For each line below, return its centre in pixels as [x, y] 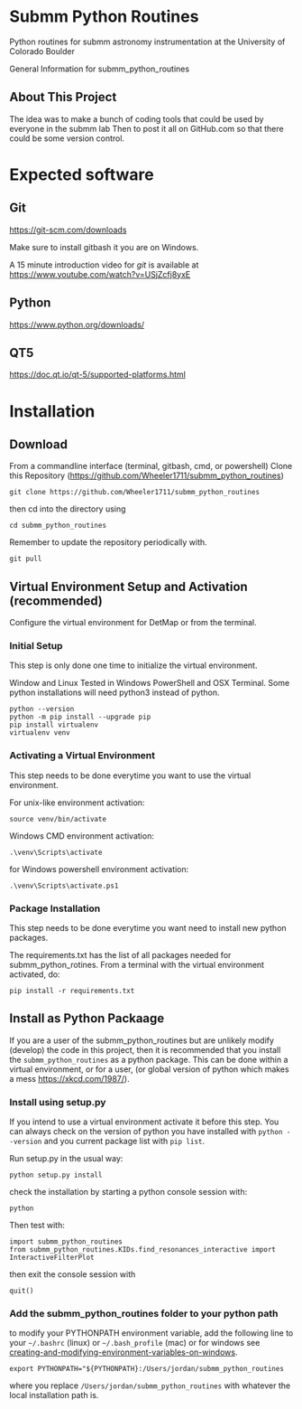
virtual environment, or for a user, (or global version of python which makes [150, 1069]
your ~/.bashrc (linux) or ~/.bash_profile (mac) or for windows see [135, 1343]
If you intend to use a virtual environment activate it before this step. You [144, 1122]
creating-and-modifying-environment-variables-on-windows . [124, 1352]
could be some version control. [67, 138]
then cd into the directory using [68, 509]
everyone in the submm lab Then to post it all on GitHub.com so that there [146, 128]
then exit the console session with [73, 1274]
